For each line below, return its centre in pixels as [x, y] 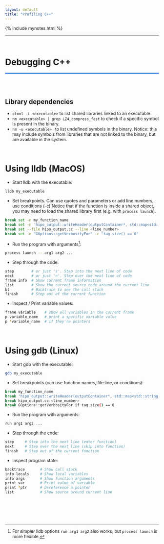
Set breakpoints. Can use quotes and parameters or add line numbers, [83, 201]
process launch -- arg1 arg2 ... [39, 253]
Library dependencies [39, 102]
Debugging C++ [38, 62]
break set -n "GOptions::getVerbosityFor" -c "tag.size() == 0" [72, 234]
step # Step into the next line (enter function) [61, 442]
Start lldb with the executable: [42, 182]
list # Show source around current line [59, 492]
